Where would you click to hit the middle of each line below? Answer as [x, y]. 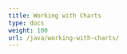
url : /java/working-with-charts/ [64, 38]
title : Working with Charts [55, 15]
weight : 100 [28, 30]
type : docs [26, 23]
